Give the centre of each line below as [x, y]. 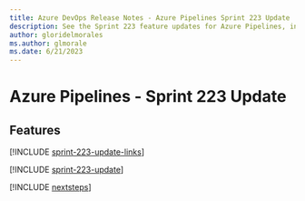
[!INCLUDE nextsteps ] [51, 187]
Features [35, 130]
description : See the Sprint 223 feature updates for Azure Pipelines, [148, 26]
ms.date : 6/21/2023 [46, 52]
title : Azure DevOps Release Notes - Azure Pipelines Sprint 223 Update [150, 18]
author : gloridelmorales [56, 35]
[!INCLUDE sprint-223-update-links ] [77, 152]
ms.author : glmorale [49, 43]
